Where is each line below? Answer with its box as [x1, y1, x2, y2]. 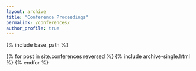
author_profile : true [6, 25, 60, 31]
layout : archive [6, 8, 46, 15]
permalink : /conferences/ [6, 20, 70, 25]
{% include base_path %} [6, 41, 69, 49]
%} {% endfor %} [6, 59, 49, 66]
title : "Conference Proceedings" [6, 14, 89, 20]
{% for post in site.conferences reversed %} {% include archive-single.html [6, 53, 191, 60]
